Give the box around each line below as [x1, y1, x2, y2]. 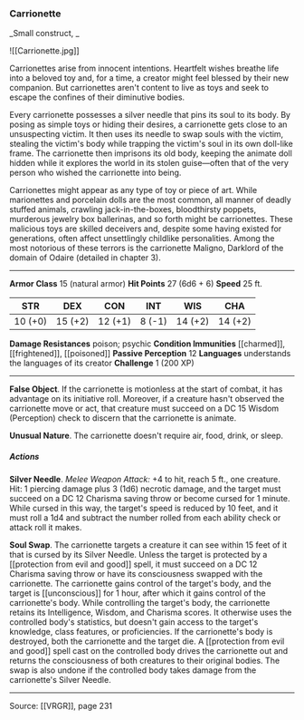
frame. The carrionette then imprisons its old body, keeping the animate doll [9, 148, 292, 159]
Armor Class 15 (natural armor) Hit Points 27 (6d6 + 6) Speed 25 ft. [9, 278, 262, 289]
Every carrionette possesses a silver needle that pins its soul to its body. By [9, 110, 291, 121]
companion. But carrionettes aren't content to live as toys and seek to [9, 83, 270, 93]
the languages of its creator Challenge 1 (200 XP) [9, 357, 195, 369]
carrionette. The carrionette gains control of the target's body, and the [9, 579, 271, 589]
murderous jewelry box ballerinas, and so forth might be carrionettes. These [9, 214, 293, 225]
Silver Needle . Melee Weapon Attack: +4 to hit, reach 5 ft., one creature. [9, 474, 280, 485]
